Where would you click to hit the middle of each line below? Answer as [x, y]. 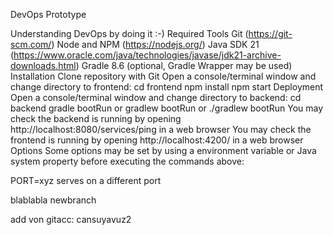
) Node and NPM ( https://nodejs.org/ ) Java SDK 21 [155, 44]
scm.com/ [31, 44]
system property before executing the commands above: [127, 161]
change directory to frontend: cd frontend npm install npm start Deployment [167, 87]
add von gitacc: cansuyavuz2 [71, 219]
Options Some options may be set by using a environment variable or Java [163, 150]
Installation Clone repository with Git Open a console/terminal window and [163, 76]
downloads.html [43, 65]
